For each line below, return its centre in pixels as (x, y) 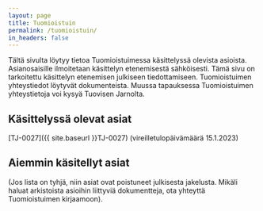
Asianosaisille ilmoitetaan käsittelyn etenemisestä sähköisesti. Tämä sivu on (132, 69)
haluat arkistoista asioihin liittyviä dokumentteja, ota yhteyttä (107, 190)
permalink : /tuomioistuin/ (53, 30)
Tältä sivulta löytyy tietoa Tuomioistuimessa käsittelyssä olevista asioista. (128, 60)
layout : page (30, 15)
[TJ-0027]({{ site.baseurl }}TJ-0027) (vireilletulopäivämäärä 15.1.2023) (124, 138)
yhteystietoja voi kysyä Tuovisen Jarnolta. (76, 94)
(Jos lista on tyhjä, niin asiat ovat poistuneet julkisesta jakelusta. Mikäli (123, 182)
